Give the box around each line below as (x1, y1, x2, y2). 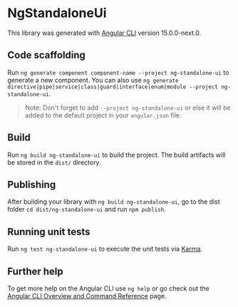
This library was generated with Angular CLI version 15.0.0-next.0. (7, 28, 202, 37)
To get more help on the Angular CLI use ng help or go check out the (7, 284, 209, 293)
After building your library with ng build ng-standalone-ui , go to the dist (7, 197, 221, 206)
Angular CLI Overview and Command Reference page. (7, 292, 167, 300)
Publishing (7, 178, 56, 190)
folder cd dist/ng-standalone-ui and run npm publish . (7, 205, 166, 214)
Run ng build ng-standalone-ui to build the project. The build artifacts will (7, 150, 226, 159)
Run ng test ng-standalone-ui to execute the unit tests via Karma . (7, 244, 203, 254)
